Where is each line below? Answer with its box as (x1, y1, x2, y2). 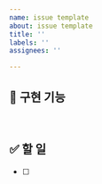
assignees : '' (9, 46, 62, 55)
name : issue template (9, 13, 90, 22)
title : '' (9, 29, 46, 38)
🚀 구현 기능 (9, 89, 67, 105)
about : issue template (9, 21, 93, 30)
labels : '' (9, 38, 50, 47)
